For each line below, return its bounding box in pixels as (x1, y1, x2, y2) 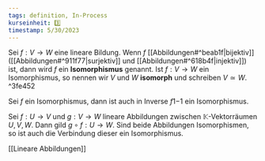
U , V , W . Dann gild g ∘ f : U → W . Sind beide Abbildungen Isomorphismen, (8, 120, 249, 130)
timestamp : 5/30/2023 (8, 26, 80, 34)
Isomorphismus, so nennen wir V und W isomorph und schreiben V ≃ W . (8, 73, 248, 83)
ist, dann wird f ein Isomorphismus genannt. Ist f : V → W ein (8, 65, 210, 74)
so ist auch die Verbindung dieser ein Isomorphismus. (8, 129, 184, 138)
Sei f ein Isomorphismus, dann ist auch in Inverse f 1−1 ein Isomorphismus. (8, 96, 249, 107)
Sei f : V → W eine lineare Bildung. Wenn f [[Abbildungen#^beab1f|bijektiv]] (8, 48, 255, 58)
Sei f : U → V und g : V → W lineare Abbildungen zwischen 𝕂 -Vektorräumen (8, 112, 258, 122)
